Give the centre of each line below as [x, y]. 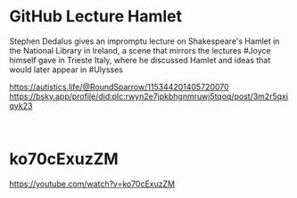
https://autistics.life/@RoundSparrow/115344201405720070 [119, 87]
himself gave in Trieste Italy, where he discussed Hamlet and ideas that [140, 60]
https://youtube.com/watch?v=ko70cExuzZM [92, 184]
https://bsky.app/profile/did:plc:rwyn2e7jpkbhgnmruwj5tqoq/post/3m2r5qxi [148, 96]
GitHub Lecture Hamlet [96, 16]
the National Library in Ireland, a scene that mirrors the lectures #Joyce [140, 50]
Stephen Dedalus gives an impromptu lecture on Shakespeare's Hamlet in [144, 41]
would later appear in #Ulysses [66, 70]
